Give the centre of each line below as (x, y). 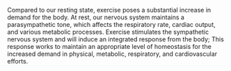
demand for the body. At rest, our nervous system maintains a (96, 17)
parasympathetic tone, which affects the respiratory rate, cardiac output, (111, 24)
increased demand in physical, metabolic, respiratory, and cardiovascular (112, 54)
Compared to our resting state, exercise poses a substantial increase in (109, 10)
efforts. (18, 61)
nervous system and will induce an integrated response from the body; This (115, 39)
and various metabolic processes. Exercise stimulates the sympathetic (108, 32)
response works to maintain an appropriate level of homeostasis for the (110, 47)
